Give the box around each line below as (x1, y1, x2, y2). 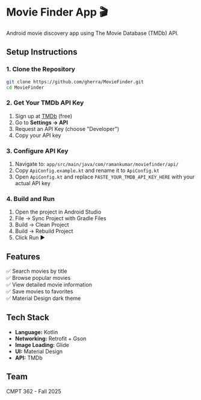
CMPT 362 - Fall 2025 (6, 387, 61, 395)
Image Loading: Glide (14, 341, 69, 348)
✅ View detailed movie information (6, 281, 92, 288)
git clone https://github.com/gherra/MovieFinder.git (6, 78, 144, 85)
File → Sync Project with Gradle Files (14, 215, 107, 222)
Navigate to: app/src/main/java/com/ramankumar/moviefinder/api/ (14, 160, 179, 167)
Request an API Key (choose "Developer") (14, 125, 119, 132)
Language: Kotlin (14, 328, 58, 335)
